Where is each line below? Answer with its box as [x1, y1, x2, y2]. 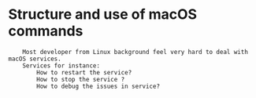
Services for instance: [22, 61, 101, 70]
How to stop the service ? [36, 75, 125, 83]
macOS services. [8, 55, 61, 63]
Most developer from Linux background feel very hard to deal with [22, 48, 248, 56]
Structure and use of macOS [8, 5, 198, 24]
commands [8, 22, 83, 40]
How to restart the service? [36, 68, 132, 76]
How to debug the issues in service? [36, 82, 160, 90]
